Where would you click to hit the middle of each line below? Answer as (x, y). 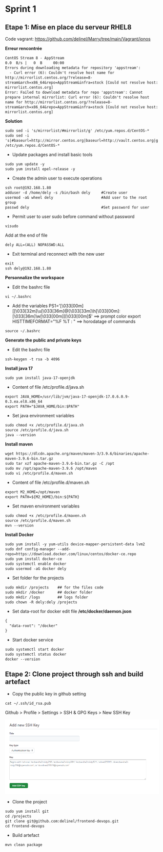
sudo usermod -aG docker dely (36, 569)
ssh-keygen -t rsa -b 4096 (32, 359)
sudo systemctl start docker (35, 649)
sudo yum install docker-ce (34, 559)
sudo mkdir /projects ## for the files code (54, 587)
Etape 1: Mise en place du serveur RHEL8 (68, 27)
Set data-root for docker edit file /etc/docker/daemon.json (72, 611)
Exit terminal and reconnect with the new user (58, 254)
